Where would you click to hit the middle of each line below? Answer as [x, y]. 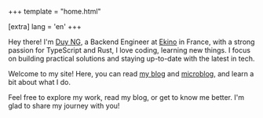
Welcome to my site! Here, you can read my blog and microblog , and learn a [131, 74]
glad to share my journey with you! [64, 106]
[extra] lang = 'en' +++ [45, 26]
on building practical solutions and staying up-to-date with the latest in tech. [131, 59]
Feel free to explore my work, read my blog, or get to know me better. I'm [126, 97]
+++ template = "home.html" [55, 11]
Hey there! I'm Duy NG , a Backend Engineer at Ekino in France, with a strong [131, 42]
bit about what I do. [39, 82]
